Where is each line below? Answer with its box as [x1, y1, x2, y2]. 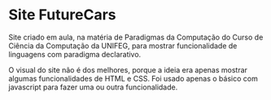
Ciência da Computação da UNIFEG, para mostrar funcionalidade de [8, 40, 238, 50]
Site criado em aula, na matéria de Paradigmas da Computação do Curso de [8, 32, 264, 42]
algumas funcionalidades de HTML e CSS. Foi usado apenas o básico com [8, 73, 258, 83]
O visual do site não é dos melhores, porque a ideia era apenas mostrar [8, 65, 248, 74]
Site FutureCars [8, 6, 116, 24]
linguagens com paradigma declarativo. [8, 49, 142, 59]
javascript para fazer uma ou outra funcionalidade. [8, 82, 178, 92]
